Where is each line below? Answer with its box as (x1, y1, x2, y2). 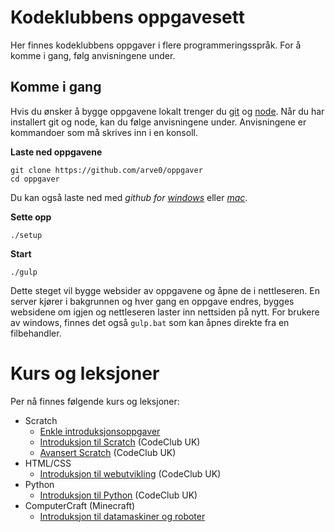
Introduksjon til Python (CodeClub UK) (39, 489, 198, 501)
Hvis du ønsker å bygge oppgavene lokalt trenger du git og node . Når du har (10, 105, 325, 117)
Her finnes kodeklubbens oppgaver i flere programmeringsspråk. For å (10, 39, 302, 51)
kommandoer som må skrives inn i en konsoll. (10, 126, 198, 138)
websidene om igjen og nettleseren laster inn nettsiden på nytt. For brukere (10, 306, 320, 318)
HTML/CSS (24, 457, 72, 469)
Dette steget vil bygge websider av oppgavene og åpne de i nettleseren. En (10, 284, 320, 296)
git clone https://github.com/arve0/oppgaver (10, 165, 203, 175)
